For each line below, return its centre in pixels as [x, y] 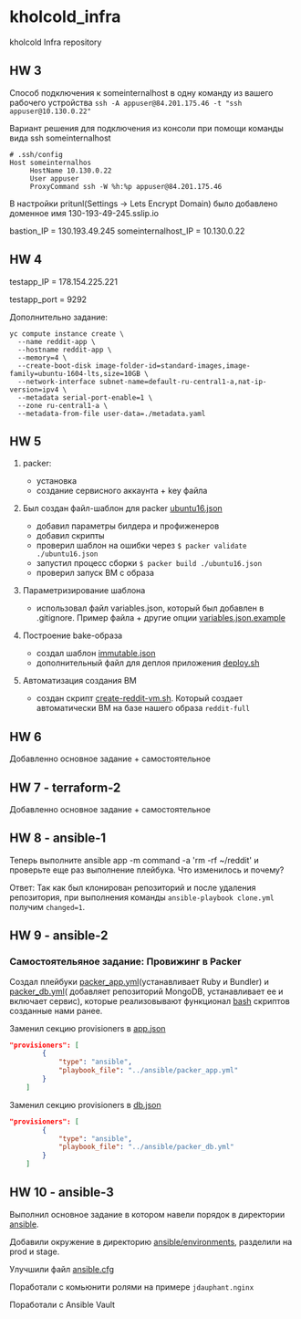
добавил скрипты [70, 536]
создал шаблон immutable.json [96, 654]
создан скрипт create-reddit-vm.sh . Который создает [140, 698]
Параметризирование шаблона [84, 591]
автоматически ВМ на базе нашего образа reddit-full [143, 708]
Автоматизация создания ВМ [79, 681]
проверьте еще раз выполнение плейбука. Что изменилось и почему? [147, 870]
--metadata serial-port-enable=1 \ [85, 398]
